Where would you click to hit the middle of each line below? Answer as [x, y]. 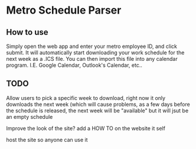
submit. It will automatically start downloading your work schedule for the [95, 53]
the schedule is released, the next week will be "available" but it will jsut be [97, 111]
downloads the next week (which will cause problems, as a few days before [98, 104]
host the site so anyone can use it [47, 140]
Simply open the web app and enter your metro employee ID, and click [92, 46]
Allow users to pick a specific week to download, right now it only [86, 98]
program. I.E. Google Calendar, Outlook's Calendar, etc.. [74, 65]
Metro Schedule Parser [64, 10]
